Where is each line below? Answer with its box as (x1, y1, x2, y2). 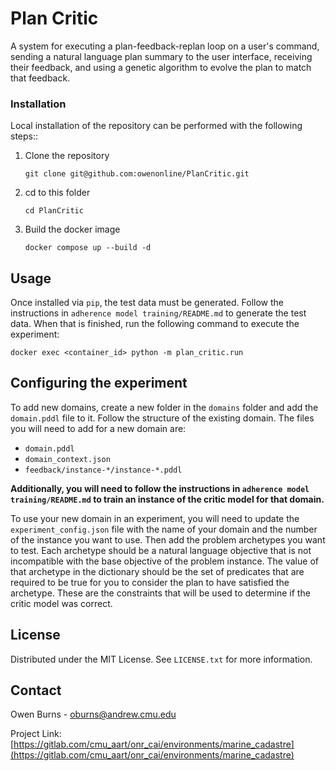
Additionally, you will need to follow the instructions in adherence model (10, 482, 310, 494)
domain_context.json (24, 454, 111, 464)
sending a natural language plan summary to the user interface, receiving (10, 50, 313, 62)
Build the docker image (24, 223, 121, 236)
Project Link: (10, 728, 62, 740)
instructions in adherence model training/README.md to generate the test (10, 307, 307, 319)
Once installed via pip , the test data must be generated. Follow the (10, 297, 284, 309)
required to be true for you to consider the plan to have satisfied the (10, 576, 290, 588)
